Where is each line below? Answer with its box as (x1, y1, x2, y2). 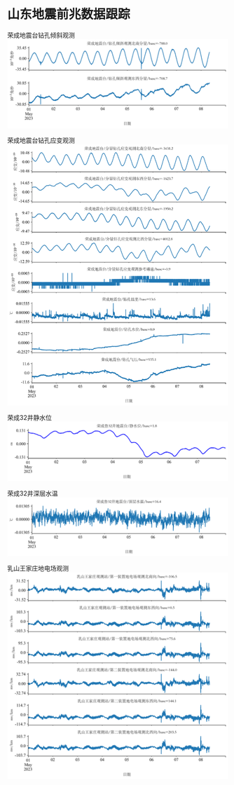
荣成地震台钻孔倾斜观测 (7, 31, 75, 39)
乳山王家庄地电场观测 (7, 564, 69, 572)
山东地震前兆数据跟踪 (7, 6, 131, 22)
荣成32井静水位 (7, 413, 53, 421)
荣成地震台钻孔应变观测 (7, 136, 75, 144)
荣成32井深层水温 (7, 489, 58, 498)
